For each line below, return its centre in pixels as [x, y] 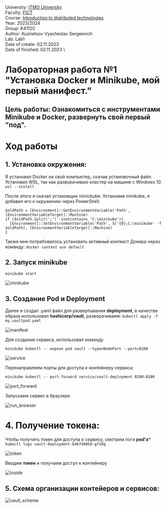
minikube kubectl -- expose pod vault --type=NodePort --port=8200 [77, 349]
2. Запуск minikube [36, 262]
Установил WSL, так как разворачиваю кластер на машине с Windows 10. [84, 182]
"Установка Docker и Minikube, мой [83, 81]
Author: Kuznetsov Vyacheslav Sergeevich [49, 34]
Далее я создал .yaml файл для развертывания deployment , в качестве [82, 311]
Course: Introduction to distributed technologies [54, 18]
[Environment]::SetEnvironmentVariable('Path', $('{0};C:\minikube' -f [86, 223]
